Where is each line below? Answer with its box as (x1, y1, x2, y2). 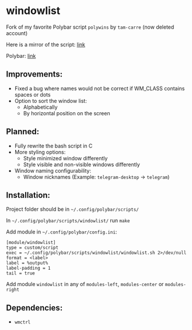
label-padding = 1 (6, 265, 51, 271)
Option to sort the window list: (14, 97, 88, 104)
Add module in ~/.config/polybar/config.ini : (6, 228, 117, 235)
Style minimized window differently (23, 154, 108, 161)
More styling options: (14, 148, 66, 156)
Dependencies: (6, 302, 63, 312)
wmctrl (14, 319, 31, 325)
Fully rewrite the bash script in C (14, 142, 93, 149)
